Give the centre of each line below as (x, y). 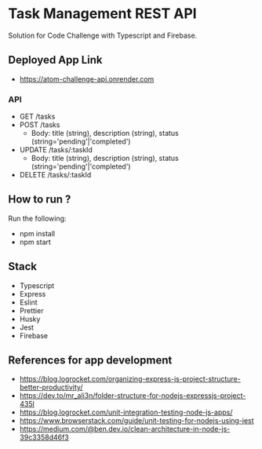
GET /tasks (37, 117)
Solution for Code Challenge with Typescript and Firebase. (103, 35)
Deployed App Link (56, 60)
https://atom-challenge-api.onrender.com (87, 78)
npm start (35, 242)
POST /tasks (40, 125)
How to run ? (40, 200)
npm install (37, 233)
